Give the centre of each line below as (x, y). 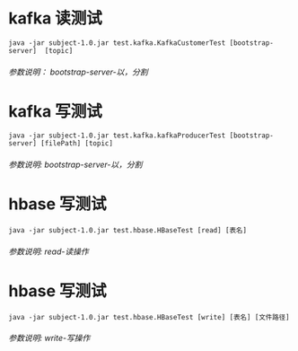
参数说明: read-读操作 (48, 251)
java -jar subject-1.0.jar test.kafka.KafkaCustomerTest (117, 43)
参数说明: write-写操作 (49, 338)
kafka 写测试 (55, 111)
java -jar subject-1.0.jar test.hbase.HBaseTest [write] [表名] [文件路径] (149, 317)
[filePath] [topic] (77, 144)
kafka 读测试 (55, 18)
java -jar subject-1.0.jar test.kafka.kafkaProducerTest (117, 136)
